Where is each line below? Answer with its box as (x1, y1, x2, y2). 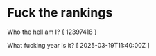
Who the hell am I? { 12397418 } (7, 28, 97, 36)
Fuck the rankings (7, 5, 113, 21)
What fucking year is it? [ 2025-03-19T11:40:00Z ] (7, 41, 150, 49)
